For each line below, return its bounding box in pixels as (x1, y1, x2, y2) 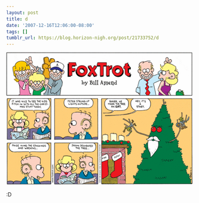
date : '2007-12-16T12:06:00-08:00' (6, 22, 95, 28)
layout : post (6, 10, 39, 16)
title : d (6, 16, 28, 22)
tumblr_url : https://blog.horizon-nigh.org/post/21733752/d (6, 35, 160, 41)
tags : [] (6, 29, 28, 35)
